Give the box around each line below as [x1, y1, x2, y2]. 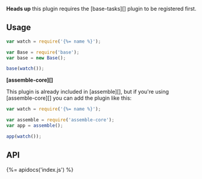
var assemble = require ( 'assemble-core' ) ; [6, 117, 115, 123]
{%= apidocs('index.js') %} [6, 166, 74, 173]
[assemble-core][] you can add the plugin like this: [6, 94, 132, 102]
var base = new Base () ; [6, 55, 66, 61]
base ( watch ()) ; [6, 65, 45, 71]
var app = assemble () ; [6, 123, 63, 129]
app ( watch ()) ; [6, 133, 42, 139]
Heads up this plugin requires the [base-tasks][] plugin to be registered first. [6, 5, 197, 12]
